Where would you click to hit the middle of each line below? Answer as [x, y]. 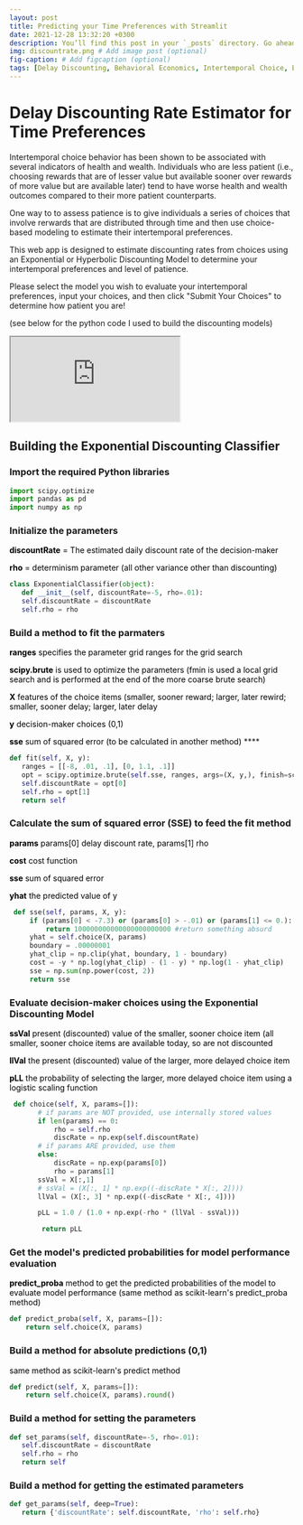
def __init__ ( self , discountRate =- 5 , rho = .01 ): [112, 593]
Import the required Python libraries [89, 472]
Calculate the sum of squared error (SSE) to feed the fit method [150, 823]
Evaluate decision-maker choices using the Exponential [134, 1002]
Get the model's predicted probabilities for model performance [150, 1252]
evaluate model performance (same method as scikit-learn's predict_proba [148, 1293]
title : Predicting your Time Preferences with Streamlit [119, 26]
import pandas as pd [48, 499]
